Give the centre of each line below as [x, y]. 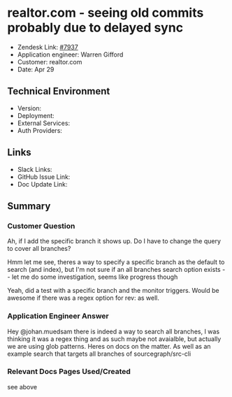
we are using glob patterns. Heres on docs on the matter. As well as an [109, 346]
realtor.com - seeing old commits [106, 13]
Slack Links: [35, 169]
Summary [29, 206]
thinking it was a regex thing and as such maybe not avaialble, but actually [114, 339]
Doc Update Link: [42, 184]
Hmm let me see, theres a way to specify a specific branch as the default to [116, 262]
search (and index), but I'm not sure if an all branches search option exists [114, 270]
